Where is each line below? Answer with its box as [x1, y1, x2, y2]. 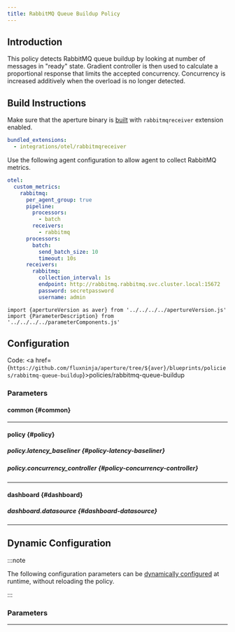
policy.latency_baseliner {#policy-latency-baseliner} [7, 446, 166, 454]
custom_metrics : [13, 183, 61, 190]
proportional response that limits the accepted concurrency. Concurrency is [7, 69, 226, 78]
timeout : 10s [38, 254, 77, 262]
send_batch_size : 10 [38, 248, 99, 255]
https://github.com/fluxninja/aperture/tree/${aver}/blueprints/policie [9, 365, 226, 372]
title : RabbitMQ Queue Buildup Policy [7, 10, 120, 17]
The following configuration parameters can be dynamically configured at [7, 569, 220, 577]
